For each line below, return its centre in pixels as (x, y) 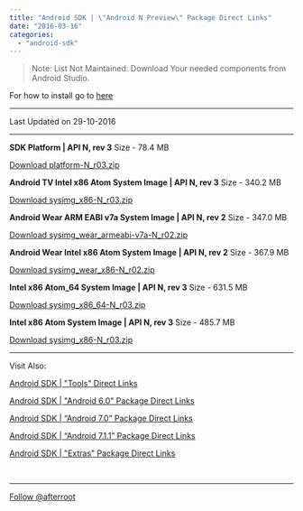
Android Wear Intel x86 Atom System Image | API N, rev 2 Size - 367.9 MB (149, 253)
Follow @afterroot (43, 497)
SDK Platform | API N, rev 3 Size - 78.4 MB (89, 148)
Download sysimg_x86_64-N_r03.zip (78, 305)
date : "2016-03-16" (46, 26)
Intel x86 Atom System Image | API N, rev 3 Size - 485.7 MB (122, 322)
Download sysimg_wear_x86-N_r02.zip (82, 270)
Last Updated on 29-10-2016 (63, 122)
